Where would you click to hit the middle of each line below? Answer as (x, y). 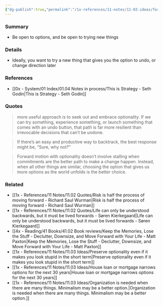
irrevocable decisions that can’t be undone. (60, 132)
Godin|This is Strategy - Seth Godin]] (49, 94)
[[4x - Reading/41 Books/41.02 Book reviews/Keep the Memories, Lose (83, 231)
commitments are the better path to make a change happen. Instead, (85, 161)
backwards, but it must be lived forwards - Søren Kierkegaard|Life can (82, 216)
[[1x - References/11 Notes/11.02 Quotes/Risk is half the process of (78, 195)
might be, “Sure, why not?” (44, 147)
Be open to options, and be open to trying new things (65, 37)
